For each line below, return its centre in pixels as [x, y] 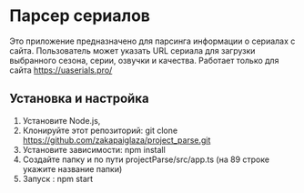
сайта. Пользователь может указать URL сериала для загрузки [132, 50]
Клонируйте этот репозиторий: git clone [100, 130]
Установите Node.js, [61, 120]
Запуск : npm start [58, 178]
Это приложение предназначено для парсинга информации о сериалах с [152, 41]
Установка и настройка [79, 99]
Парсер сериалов [80, 16]
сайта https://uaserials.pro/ [61, 70]
